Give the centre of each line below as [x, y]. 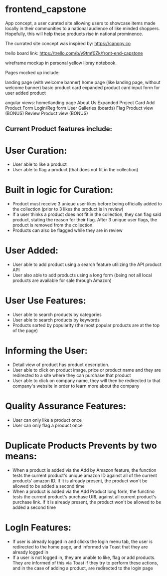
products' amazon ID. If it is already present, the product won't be [80, 481]
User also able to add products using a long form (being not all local [82, 275]
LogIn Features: [38, 528]
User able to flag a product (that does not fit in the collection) [75, 170]
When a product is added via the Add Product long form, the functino [83, 491]
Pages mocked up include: [32, 72]
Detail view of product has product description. [61, 365]
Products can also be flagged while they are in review [68, 230]
